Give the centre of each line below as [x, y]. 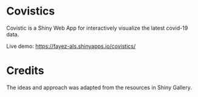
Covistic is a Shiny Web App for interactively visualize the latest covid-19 [97, 28]
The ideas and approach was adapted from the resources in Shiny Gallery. [99, 87]
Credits [25, 71]
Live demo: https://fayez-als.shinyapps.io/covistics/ [71, 46]
